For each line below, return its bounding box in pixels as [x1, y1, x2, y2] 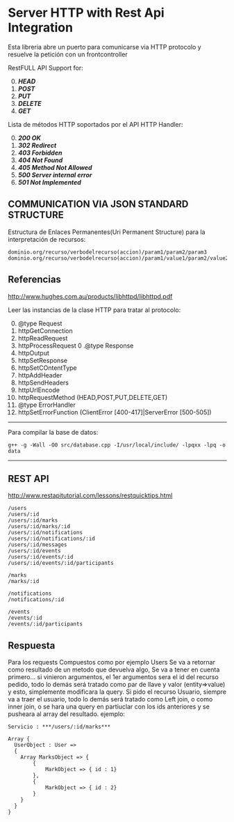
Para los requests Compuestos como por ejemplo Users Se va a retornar [8, 658, 216, 667]
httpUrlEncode [17, 385, 60, 394]
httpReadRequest [17, 334, 68, 342]
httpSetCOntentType [17, 364, 77, 372]
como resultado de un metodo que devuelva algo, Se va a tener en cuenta [8, 665, 220, 674]
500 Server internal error [17, 171, 92, 179]
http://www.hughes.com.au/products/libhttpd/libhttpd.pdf [8, 292, 173, 300]
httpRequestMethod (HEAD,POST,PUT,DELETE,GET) [17, 393, 168, 401]
